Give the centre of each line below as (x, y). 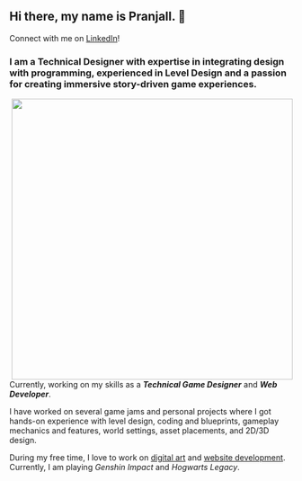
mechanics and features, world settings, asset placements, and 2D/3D (139, 431)
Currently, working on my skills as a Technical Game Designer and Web (143, 385)
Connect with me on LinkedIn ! (65, 38)
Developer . (30, 394)
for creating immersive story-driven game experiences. (133, 84)
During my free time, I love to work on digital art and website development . (147, 458)
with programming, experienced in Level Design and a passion (148, 73)
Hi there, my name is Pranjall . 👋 (98, 17)
